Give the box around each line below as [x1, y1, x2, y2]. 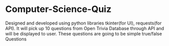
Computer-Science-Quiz [5, 3, 112, 15]
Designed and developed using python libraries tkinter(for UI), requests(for [5, 20, 162, 26]
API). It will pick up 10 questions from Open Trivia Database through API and [5, 25, 164, 31]
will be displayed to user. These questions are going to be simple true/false [5, 30, 162, 36]
